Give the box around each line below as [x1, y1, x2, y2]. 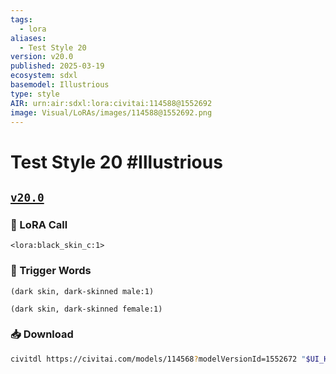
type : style [10, 89, 60, 99]
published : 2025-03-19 [10, 61, 105, 71]
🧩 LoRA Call [10, 217, 68, 231]
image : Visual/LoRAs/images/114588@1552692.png [10, 107, 213, 118]
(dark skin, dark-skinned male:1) [10, 286, 155, 296]
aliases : [10, 33, 47, 43]
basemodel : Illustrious [10, 80, 110, 90]
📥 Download [10, 327, 74, 341]
